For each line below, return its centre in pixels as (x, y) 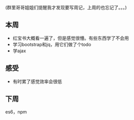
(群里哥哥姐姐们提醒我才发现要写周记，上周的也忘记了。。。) (66, 7)
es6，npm (16, 112)
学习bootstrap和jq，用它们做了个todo (52, 44)
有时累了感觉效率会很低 (37, 81)
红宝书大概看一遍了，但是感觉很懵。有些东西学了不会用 (71, 38)
